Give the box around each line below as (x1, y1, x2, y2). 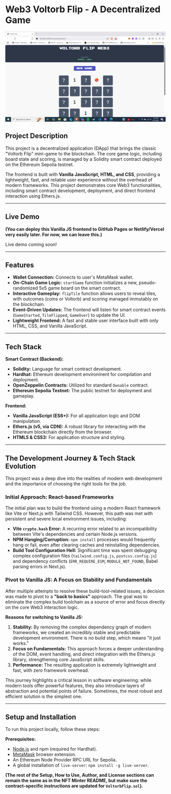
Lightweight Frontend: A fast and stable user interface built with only (12, 317, 159, 324)
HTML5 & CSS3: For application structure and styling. (12, 434, 126, 441)
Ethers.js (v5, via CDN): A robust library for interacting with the (12, 424, 146, 430)
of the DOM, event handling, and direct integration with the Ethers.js (12, 651, 156, 657)
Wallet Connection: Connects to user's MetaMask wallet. (12, 274, 134, 281)
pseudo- (138, 280, 157, 286)
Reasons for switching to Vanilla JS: (5, 614, 83, 620)
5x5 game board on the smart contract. (39, 285, 121, 291)
